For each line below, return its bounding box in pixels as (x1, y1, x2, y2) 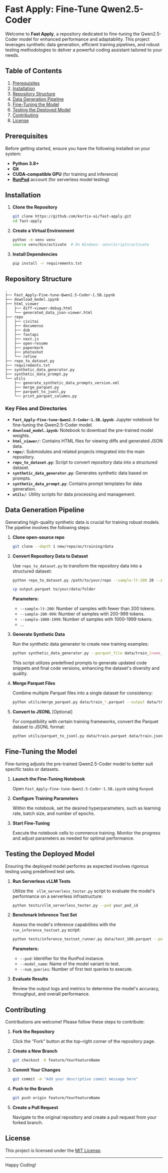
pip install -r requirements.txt (12, 261, 82, 266)
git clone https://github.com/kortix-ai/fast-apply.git (12, 214, 131, 219)
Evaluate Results (12, 976, 48, 982)
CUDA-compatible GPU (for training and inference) (12, 171, 118, 177)
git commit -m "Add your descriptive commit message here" (12, 1076, 138, 1082)
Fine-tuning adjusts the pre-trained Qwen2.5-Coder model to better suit (5, 761, 153, 767)
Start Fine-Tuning (12, 820, 50, 826)
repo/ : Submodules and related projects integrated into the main (12, 448, 145, 454)
